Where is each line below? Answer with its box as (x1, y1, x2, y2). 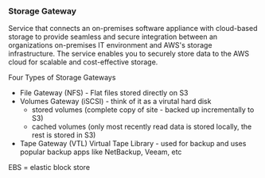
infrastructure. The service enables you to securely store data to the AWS (8, 49, 249, 59)
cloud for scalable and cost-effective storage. (8, 57, 158, 67)
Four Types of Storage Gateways (8, 73, 116, 83)
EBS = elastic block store (8, 163, 90, 172)
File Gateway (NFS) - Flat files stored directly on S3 (19, 88, 189, 98)
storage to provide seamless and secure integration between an (8, 32, 218, 41)
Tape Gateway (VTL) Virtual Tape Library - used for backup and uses (19, 139, 247, 149)
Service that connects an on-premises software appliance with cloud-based (8, 24, 258, 33)
